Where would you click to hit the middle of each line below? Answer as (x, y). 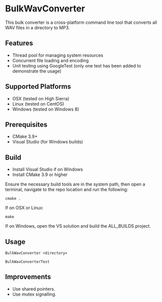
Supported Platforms (38, 87)
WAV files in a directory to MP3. (38, 27)
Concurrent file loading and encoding (51, 60)
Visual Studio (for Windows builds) (48, 142)
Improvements (28, 277)
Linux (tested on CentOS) (38, 104)
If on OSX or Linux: (24, 208)
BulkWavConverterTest (27, 262)
